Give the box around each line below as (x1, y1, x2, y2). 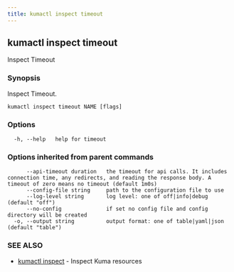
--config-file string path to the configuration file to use (26, 187, 224, 194)
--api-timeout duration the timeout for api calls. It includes (26, 168, 228, 175)
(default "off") (7, 200, 55, 207)
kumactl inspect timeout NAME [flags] (7, 103, 122, 110)
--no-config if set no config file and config (26, 205, 208, 213)
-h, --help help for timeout (14, 136, 107, 143)
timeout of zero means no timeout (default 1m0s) (7, 180, 158, 188)
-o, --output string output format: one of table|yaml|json (14, 218, 224, 225)
